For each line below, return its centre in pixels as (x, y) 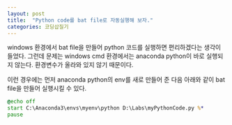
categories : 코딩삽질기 (38, 27)
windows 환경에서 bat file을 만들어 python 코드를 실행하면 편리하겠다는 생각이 (114, 47)
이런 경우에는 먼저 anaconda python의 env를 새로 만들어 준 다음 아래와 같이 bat (116, 80)
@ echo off (22, 102)
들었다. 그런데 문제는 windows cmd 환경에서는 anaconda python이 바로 (106, 56)
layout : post (26, 14)
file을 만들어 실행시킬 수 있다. (47, 89)
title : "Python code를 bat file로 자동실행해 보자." (80, 20)
